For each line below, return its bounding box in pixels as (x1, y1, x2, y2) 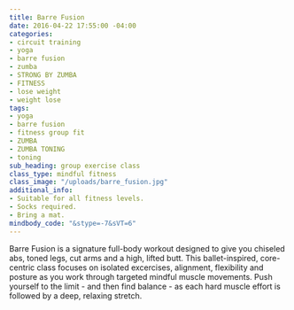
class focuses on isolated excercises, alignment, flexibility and (36, 262, 264, 273)
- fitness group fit (9, 128, 86, 137)
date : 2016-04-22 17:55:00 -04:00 (9, 21, 137, 30)
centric (9, 262, 35, 273)
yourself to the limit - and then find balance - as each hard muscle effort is (9, 281, 281, 291)
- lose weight (9, 87, 62, 96)
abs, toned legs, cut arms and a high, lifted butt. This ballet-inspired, (9, 252, 259, 263)
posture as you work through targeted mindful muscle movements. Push (9, 271, 273, 282)
